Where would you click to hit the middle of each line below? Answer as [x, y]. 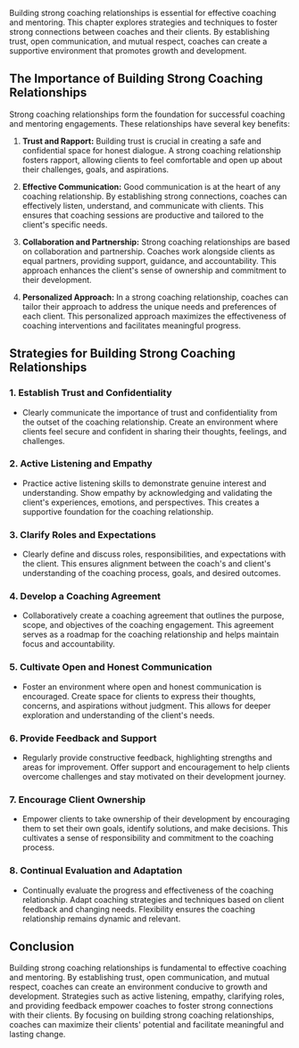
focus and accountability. [69, 644]
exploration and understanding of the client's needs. [118, 715]
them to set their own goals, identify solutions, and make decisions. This [155, 829]
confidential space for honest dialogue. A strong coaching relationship [151, 150]
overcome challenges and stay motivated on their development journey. [154, 776]
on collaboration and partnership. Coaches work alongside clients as [148, 251]
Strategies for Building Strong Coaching [122, 354]
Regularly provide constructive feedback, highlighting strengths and [147, 757]
